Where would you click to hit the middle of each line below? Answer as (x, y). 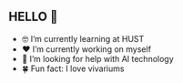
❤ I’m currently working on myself (86, 49)
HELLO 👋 (33, 17)
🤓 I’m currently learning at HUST (83, 38)
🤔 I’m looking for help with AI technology (97, 58)
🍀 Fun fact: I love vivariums (73, 68)
